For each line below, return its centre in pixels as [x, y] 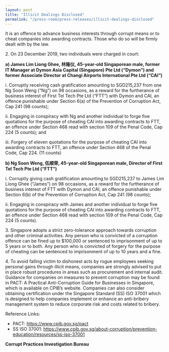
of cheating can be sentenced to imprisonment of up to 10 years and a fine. [83, 252]
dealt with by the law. [27, 44]
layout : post [19, 10]
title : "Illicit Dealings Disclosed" [45, 15]
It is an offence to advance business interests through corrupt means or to [82, 34]
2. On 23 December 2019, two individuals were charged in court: [72, 54]
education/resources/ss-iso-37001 [48, 334]
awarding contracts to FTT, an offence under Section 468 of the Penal [78, 148]
